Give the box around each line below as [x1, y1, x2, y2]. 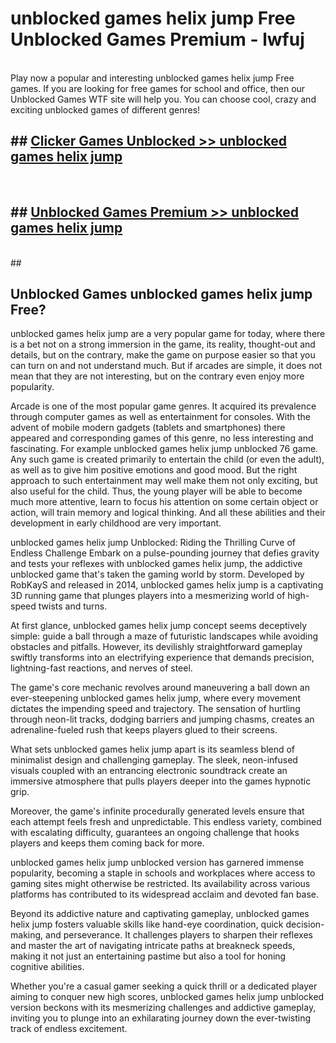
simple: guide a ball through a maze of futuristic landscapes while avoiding [10, 630, 319, 642]
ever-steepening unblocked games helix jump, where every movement [10, 692, 301, 704]
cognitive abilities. [10, 961, 85, 973]
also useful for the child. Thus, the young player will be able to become [10, 485, 303, 497]
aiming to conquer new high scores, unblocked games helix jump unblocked [10, 991, 325, 1003]
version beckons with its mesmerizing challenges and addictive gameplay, [10, 1002, 317, 1014]
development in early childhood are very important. [10, 517, 222, 529]
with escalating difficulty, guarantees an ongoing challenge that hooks [10, 827, 300, 839]
